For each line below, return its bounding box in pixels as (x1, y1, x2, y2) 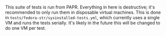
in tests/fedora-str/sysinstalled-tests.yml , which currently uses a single (5, 15, 160, 20)
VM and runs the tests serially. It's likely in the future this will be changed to (5, 20, 161, 26)
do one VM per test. (5, 25, 46, 31)
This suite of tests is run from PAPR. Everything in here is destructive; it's (5, 4, 156, 10)
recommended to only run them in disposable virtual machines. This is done (5, 9, 161, 15)
